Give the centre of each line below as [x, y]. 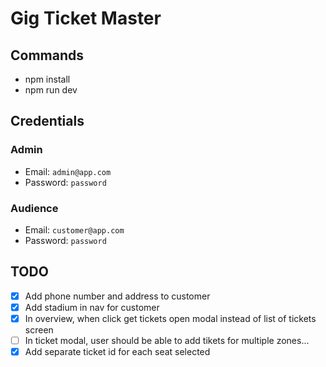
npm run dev [51, 90]
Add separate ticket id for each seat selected [117, 352]
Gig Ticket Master [86, 18]
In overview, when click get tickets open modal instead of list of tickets [170, 318]
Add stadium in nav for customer [92, 307]
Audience [34, 208]
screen [39, 329]
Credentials [47, 121]
